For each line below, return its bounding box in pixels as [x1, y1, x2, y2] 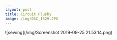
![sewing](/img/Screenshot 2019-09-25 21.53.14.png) [5, 30, 113, 36]
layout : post [5, 7, 32, 12]
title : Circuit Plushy [5, 12, 52, 17]
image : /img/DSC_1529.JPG [5, 16, 58, 21]
